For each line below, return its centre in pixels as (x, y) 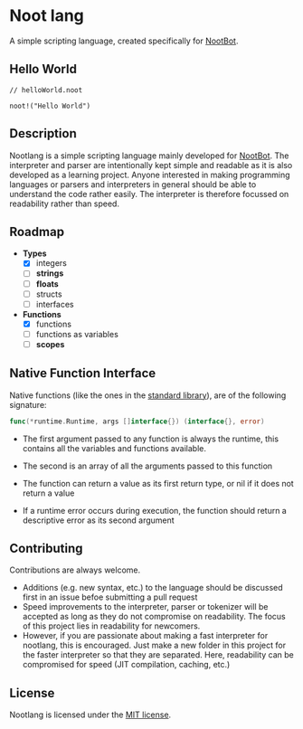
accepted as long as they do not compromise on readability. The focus (154, 617)
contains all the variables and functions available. (114, 448)
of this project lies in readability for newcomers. (111, 626)
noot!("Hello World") (50, 106)
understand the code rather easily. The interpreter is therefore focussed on (149, 194)
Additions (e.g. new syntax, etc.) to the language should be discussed (152, 588)
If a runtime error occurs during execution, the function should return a (154, 510)
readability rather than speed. (65, 204)
